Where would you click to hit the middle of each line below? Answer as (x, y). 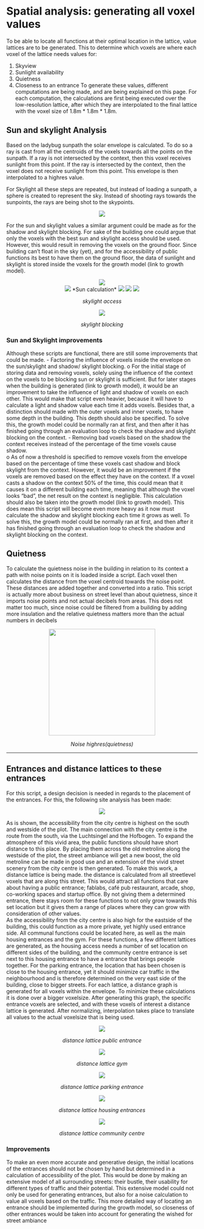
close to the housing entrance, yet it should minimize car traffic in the (93, 972)
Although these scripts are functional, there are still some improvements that (102, 353)
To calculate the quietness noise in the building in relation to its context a (97, 568)
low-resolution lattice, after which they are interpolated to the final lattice (106, 104)
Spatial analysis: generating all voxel (101, 11)
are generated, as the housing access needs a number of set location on (97, 946)
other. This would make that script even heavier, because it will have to (95, 399)
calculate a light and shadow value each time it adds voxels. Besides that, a (100, 405)
